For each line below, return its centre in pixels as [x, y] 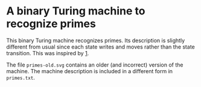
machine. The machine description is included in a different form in [90, 71]
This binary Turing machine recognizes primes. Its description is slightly [96, 40]
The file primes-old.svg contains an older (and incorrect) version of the [95, 65]
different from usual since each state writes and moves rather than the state [101, 47]
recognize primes [51, 24]
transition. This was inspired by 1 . [48, 53]
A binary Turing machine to [76, 11]
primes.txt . [21, 77]
